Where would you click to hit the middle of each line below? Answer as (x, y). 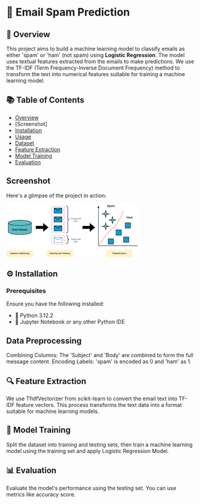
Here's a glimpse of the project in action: (56, 195)
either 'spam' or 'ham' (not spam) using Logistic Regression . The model (96, 55)
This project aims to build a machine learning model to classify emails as (96, 49)
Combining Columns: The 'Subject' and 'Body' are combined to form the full (100, 355)
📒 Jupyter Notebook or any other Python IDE (70, 322)
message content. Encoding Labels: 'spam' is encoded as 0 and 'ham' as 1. (99, 361)
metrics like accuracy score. (41, 494)
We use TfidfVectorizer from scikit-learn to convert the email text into (92, 399)
